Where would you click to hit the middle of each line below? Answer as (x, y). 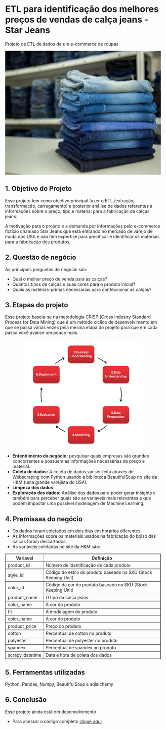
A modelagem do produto (72, 612)
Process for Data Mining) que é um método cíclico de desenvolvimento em (81, 322)
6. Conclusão (26, 700)
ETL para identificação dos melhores (82, 9)
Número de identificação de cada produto (88, 565)
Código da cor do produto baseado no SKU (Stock (97, 585)
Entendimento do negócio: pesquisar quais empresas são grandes (81, 456)
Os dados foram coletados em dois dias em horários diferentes (76, 531)
